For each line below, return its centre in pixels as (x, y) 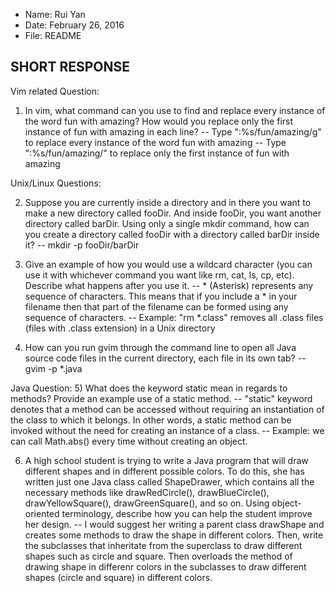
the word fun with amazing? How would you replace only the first (159, 121)
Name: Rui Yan (55, 14)
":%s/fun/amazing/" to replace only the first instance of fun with (157, 153)
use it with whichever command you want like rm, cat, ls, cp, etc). (159, 275)
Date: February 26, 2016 (74, 25)
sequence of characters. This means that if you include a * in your (161, 296)
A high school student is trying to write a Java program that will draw (166, 460)
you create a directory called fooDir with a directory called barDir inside (172, 234)
